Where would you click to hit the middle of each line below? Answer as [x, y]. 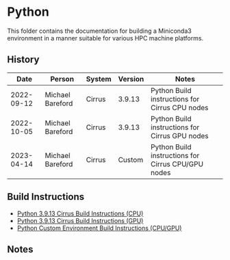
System [99, 79]
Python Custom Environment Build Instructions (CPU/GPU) [99, 228]
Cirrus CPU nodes [179, 107]
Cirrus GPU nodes [179, 135]
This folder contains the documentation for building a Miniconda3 [99, 31]
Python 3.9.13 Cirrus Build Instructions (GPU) [80, 220]
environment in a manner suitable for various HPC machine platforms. [105, 38]
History [23, 60]
